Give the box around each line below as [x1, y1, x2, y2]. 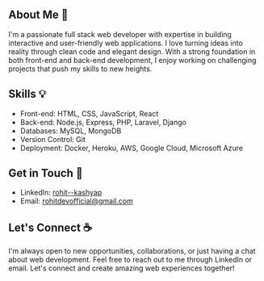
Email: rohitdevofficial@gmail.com [19, 196, 133, 206]
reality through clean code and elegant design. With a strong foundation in [8, 46, 256, 57]
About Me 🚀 [8, 8, 69, 22]
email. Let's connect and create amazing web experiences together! [8, 263, 235, 273]
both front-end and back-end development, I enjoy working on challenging [8, 55, 257, 65]
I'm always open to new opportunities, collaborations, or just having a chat [8, 246, 256, 256]
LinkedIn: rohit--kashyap [19, 187, 103, 198]
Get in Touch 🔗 [8, 166, 83, 180]
